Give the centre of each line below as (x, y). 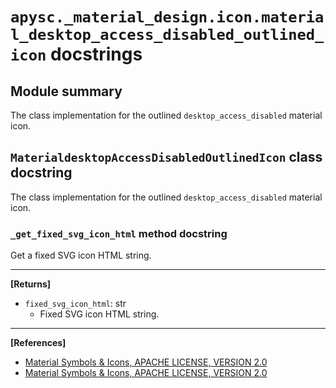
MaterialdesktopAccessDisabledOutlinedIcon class (166, 157)
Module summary (66, 91)
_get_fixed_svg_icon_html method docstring (119, 233)
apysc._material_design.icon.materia (167, 17)
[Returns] (31, 284)
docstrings (96, 54)
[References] (38, 343)
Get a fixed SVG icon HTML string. (81, 255)
